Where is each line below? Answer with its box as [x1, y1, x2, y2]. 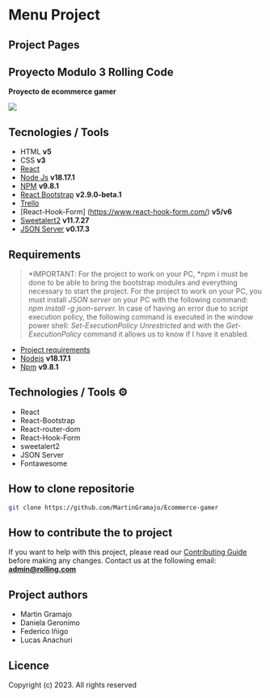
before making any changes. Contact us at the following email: [8, 556, 217, 565]
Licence [8, 658, 50, 672]
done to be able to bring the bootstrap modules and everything [27, 277, 238, 288]
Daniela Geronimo [19, 618, 81, 628]
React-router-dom [19, 424, 81, 434]
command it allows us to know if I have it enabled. [83, 329, 249, 339]
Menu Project [8, 6, 101, 24]
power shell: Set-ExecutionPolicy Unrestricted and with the [27, 321, 225, 331]
